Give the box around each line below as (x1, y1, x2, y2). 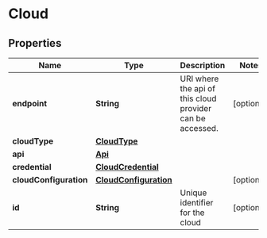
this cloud (180, 93, 217, 104)
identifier (180, 198, 214, 208)
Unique (180, 187, 207, 198)
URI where (180, 73, 219, 84)
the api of (180, 83, 216, 94)
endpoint (12, 98, 48, 109)
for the (180, 207, 205, 218)
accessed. (180, 123, 219, 133)
